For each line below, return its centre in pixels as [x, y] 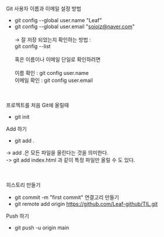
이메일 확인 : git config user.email [54, 80]
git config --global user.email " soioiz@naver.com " [75, 26]
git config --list [32, 46]
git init [22, 117]
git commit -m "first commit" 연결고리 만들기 [67, 197]
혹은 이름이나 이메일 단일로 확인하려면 [57, 59]
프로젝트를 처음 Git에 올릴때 [37, 105]
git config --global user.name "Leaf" [58, 20]
